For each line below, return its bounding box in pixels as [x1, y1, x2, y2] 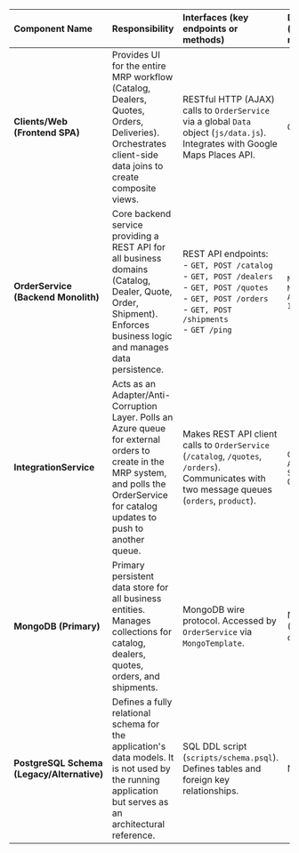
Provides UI [111, 49, 161, 60]
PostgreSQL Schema [13, 757, 103, 769]
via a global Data [182, 116, 252, 127]
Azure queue [111, 422, 166, 434]
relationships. [182, 785, 239, 797]
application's [111, 740, 166, 752]
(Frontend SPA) [13, 126, 80, 139]
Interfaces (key [182, 12, 249, 23]
